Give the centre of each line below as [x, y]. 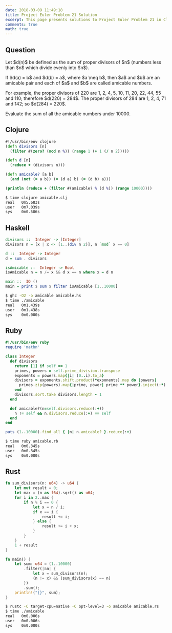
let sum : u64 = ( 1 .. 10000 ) [43, 564]
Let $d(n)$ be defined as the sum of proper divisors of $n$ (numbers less [83, 62]
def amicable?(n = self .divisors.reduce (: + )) [57, 408]
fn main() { [18, 559]
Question [20, 50]
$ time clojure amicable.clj [36, 198]
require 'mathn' [23, 347]
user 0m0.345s [23, 451]
